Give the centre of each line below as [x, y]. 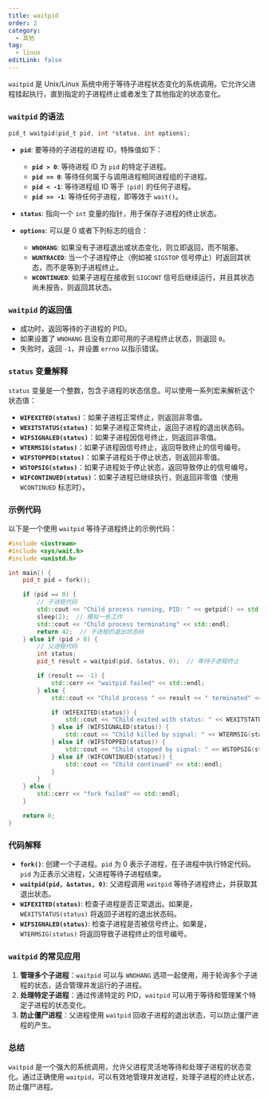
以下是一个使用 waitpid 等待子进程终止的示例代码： [93, 528]
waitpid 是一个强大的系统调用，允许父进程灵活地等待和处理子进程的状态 [127, 1066]
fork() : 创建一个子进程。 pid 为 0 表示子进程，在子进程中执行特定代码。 [137, 864]
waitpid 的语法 [36, 116]
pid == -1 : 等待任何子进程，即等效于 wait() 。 [107, 197]
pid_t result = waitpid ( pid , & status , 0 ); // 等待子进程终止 [138, 662]
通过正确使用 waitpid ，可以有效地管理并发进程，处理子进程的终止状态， [140, 1077]
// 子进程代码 [57, 602]
